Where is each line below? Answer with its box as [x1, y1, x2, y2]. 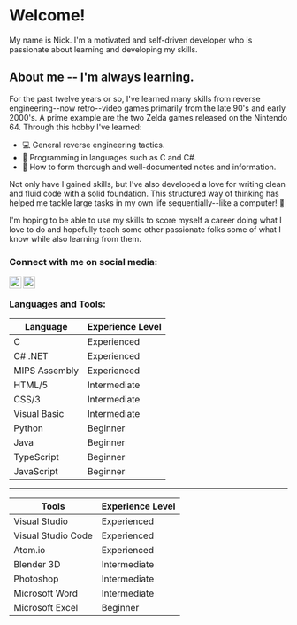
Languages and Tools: [9, 298, 106, 310]
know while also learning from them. [9, 233, 141, 244]
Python [13, 422, 44, 434]
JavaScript [13, 465, 59, 478]
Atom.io [13, 544, 46, 557]
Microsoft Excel [13, 602, 79, 614]
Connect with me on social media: [9, 255, 158, 268]
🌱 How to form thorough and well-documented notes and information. [21, 161, 277, 172]
